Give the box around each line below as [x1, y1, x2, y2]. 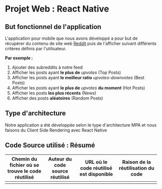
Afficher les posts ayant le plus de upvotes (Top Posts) [12, 70, 121, 75]
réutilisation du [119, 164, 154, 171]
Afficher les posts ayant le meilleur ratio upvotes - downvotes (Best [12, 75, 145, 80]
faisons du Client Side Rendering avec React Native [5, 127, 107, 133]
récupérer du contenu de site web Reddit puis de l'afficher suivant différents [5, 41, 157, 46]
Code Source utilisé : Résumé [5, 141, 95, 149]
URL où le [85, 159, 108, 165]
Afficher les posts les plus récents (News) [12, 90, 96, 96]
